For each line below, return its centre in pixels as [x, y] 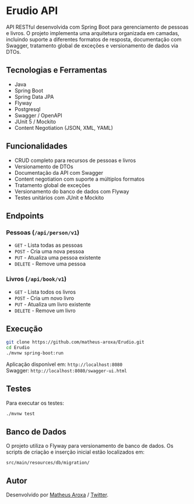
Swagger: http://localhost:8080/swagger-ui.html [66, 370]
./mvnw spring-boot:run [35, 353]
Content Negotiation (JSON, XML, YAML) [64, 127]
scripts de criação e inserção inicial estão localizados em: [75, 452]
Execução [24, 329]
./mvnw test [20, 413]
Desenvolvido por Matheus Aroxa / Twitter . [57, 495]
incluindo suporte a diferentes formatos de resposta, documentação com [94, 39]
